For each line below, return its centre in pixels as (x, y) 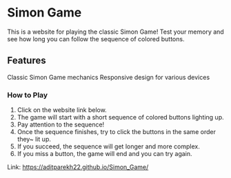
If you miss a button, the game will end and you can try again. (104, 154)
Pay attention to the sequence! (61, 124)
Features (27, 61)
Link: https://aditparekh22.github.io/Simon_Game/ (78, 167)
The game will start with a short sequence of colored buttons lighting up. (120, 118)
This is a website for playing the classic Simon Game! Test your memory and (115, 32)
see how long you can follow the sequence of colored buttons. (96, 38)
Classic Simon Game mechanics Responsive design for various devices (109, 77)
